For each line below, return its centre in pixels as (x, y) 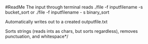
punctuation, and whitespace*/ (37, 36)
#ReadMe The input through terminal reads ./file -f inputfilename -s (74, 7)
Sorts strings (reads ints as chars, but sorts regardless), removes (72, 31)
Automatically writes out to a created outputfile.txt (56, 22)
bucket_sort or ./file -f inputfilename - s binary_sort (57, 12)
